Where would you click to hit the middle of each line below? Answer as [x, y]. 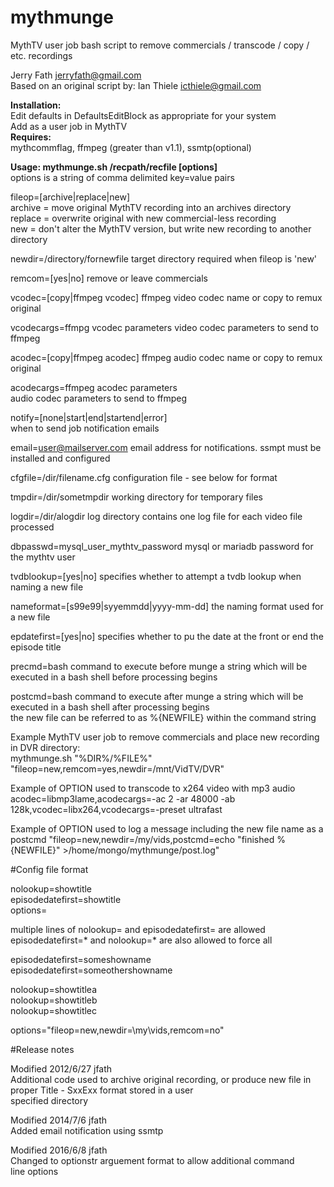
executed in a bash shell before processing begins [114, 677]
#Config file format [49, 869]
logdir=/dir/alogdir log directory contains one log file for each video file [156, 516]
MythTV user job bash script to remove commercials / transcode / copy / [160, 45]
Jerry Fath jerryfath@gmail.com [76, 75]
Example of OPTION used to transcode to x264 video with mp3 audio [153, 788]
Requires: [31, 137]
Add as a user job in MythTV [69, 126]
